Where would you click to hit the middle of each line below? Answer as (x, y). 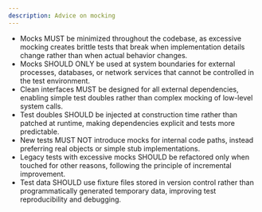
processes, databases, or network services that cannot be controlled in (137, 72)
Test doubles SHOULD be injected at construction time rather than (128, 114)
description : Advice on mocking (62, 16)
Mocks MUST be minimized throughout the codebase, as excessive (130, 38)
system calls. (41, 106)
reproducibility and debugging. (70, 199)
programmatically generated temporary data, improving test (118, 190)
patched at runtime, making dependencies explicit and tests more (127, 123)
